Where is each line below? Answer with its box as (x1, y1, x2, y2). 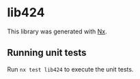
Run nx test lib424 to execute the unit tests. (7, 65, 134, 73)
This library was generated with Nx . (7, 27, 107, 35)
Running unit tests (7, 47, 87, 59)
